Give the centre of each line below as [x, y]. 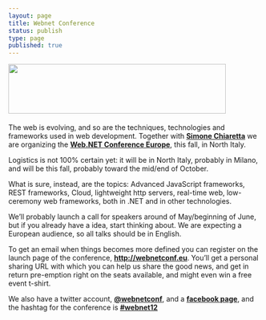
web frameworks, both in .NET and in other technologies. [137, 201]
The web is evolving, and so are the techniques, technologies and [117, 128]
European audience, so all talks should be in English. [95, 234]
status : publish [35, 30]
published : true [35, 46]
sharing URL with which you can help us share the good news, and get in [129, 266]
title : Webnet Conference [51, 23]
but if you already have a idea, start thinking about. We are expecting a [125, 225]
